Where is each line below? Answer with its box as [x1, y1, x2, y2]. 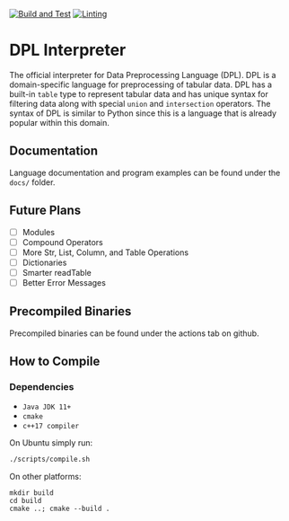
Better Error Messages [22, 277, 106, 287]
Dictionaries [22, 257, 67, 268]
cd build [9, 497, 42, 506]
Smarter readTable [22, 267, 92, 278]
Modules [22, 226, 56, 237]
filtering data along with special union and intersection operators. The [9, 98, 271, 109]
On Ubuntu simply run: [9, 437, 92, 448]
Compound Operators [22, 236, 103, 247]
